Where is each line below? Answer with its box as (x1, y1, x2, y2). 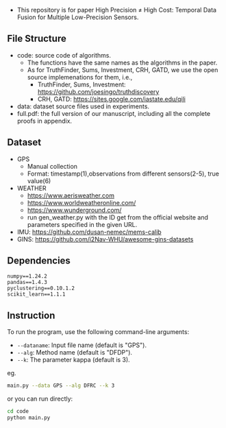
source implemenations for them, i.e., (27, 73, 133, 81)
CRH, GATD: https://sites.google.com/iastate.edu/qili (37, 95, 186, 103)
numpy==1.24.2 (7, 273, 48, 280)
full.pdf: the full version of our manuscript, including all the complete (16, 109, 211, 117)
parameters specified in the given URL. (27, 220, 138, 228)
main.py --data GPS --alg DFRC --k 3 (7, 382, 115, 390)
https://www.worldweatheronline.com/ (27, 198, 136, 206)
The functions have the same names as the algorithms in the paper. (27, 58, 218, 67)
